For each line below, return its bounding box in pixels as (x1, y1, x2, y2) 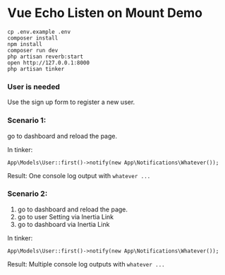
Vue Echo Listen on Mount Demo (7, 5, 203, 21)
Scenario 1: (7, 115, 47, 125)
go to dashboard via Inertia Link (17, 220, 110, 228)
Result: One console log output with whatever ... (7, 171, 151, 180)
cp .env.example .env (7, 28, 71, 35)
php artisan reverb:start (7, 53, 83, 60)
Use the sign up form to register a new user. (7, 98, 135, 107)
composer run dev (7, 47, 59, 54)
